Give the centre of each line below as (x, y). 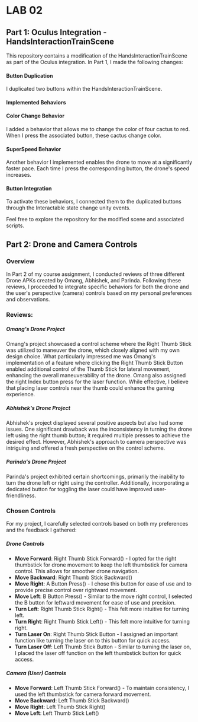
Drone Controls (25, 543)
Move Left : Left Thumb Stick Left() (57, 713)
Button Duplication (30, 75)
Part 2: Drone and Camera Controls (72, 244)
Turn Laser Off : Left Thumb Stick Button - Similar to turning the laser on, (103, 647)
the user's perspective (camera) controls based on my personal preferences (99, 293)
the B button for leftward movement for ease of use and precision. (95, 603)
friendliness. (21, 495)
